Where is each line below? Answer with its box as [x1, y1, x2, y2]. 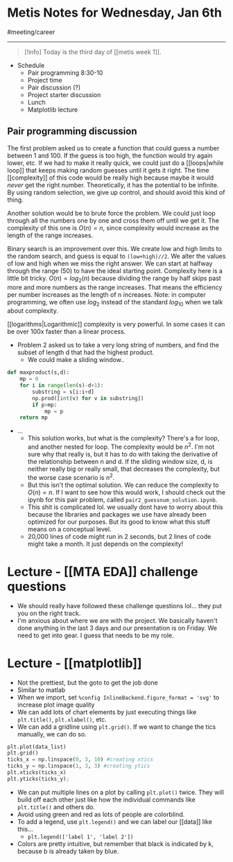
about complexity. [7, 307, 59, 315]
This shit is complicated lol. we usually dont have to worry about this [27, 503, 223, 511]
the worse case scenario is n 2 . [27, 472, 115, 481]
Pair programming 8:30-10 [27, 68, 103, 77]
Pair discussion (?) [27, 83, 81, 92]
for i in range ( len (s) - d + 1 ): [19, 382, 104, 389]
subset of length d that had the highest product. [17, 348, 155, 356]
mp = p [44, 408, 64, 415]
